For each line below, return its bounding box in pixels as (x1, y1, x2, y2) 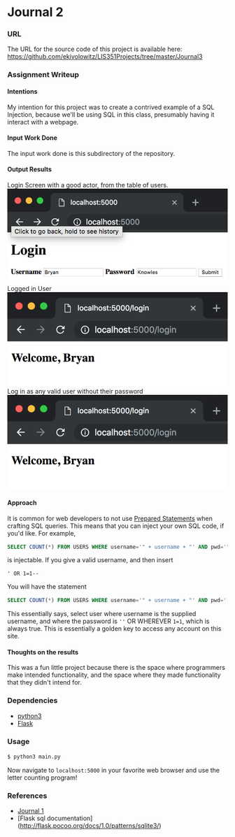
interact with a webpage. (7, 117, 79, 126)
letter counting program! (7, 773, 78, 782)
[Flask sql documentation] (17, 814, 93, 822)
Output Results (7, 165, 52, 173)
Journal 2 (7, 4, 64, 20)
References (7, 791, 48, 801)
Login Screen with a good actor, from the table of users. (7, 181, 169, 189)
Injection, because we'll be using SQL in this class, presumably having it (7, 110, 215, 119)
